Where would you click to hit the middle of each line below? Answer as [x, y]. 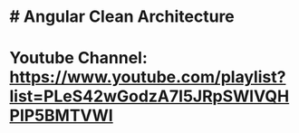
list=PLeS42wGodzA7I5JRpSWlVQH [149, 96]
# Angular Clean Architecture [122, 17]
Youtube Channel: [78, 58]
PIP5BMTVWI [61, 116]
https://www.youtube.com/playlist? [148, 77]
